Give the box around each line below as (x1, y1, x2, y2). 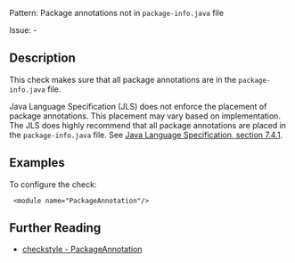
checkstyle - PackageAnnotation (21, 244, 143, 255)
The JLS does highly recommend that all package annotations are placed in (9, 119, 287, 130)
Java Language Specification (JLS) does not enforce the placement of (9, 101, 267, 111)
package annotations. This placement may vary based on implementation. (9, 111, 281, 121)
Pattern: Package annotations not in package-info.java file (9, 8, 225, 18)
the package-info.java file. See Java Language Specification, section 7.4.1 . (9, 129, 283, 140)
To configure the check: (9, 178, 97, 190)
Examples (9, 155, 65, 170)
